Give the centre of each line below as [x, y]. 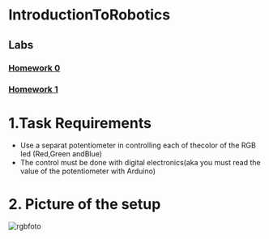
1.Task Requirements [80, 123]
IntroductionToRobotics [90, 15]
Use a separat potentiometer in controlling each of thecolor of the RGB [138, 145]
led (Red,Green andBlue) [61, 154]
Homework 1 [33, 89]
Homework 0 [34, 68]
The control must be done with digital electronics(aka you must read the [140, 163]
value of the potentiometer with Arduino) [88, 171]
